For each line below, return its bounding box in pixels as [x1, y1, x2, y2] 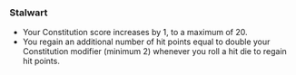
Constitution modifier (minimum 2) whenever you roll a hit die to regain [22, 46, 288, 57]
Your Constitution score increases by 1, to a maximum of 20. [22, 27, 248, 38]
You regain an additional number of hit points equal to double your [22, 36, 271, 47]
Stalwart [9, 6, 48, 19]
